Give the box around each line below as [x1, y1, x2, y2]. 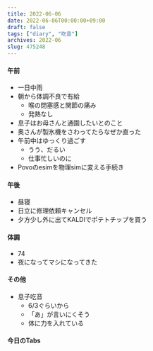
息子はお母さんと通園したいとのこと [17, 118, 123, 128]
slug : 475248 [7, 43, 46, 50]
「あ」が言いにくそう [27, 310, 90, 318]
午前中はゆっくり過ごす [17, 136, 86, 145]
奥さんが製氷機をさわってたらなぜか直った [17, 128, 142, 136]
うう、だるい [27, 145, 66, 154]
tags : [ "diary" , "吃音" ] [7, 30, 78, 38]
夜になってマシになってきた [17, 257, 97, 266]
